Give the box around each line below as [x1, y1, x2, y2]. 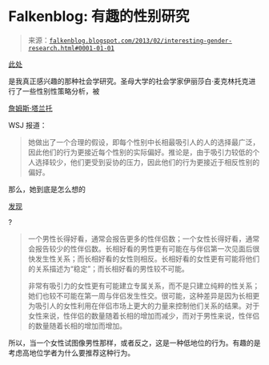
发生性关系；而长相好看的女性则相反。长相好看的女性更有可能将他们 [34, 254, 260, 263]
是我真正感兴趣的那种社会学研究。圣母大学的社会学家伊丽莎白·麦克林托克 [8, 76, 250, 86]
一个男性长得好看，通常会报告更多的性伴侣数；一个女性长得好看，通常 [27, 234, 260, 243]
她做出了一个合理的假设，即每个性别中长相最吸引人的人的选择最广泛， [27, 137, 260, 146]
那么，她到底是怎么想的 [8, 184, 86, 194]
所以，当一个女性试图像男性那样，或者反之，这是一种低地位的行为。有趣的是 [8, 338, 261, 347]
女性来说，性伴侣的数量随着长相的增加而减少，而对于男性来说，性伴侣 [27, 311, 260, 320]
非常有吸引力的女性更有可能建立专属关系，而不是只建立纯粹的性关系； [27, 281, 260, 291]
